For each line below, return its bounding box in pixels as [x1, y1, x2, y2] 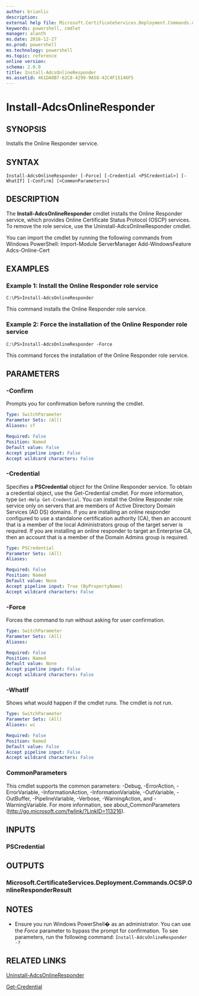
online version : [6, 58, 46, 64]
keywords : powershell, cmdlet [6, 25, 81, 31]
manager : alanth [6, 31, 46, 37]
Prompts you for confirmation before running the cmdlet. [6, 400, 145, 407]
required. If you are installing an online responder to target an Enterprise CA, [6, 527, 192, 535]
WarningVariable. [6, 801, 49, 808]
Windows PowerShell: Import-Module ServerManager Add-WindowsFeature [6, 240, 191, 247]
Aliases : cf [6, 423, 36, 429]
